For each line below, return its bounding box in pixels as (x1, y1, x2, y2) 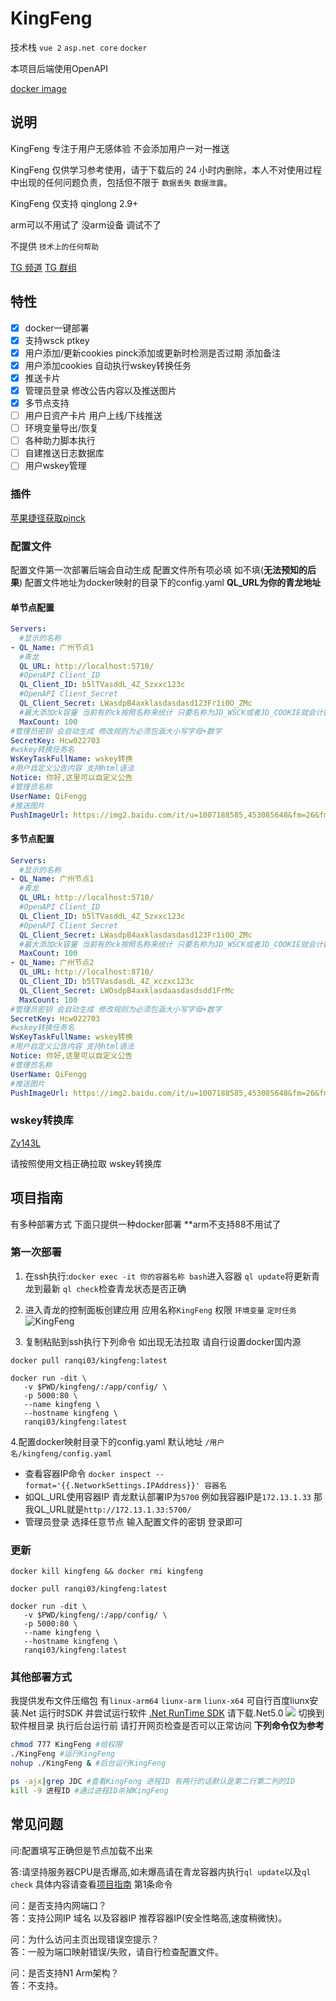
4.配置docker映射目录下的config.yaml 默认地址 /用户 (10, 1435, 225, 1447)
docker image (10, 82, 67, 94)
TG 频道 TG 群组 (10, 261, 77, 273)
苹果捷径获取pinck (10, 512, 86, 524)
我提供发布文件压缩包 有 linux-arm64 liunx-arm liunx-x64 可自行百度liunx (10, 1695, 310, 1707)
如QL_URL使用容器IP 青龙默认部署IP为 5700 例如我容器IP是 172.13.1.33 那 (24, 1490, 323, 1502)
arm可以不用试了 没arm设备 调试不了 (10, 218, 162, 231)
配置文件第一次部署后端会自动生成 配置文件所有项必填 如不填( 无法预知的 (10, 563, 308, 576)
